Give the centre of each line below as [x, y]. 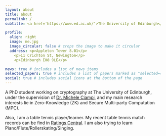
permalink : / [19, 19]
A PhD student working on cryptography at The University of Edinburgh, [79, 92]
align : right [23, 37]
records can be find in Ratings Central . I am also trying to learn [69, 123]
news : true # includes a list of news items [52, 69]
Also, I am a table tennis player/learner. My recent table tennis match [75, 117]
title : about [19, 14]
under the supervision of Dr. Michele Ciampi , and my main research [74, 97]
